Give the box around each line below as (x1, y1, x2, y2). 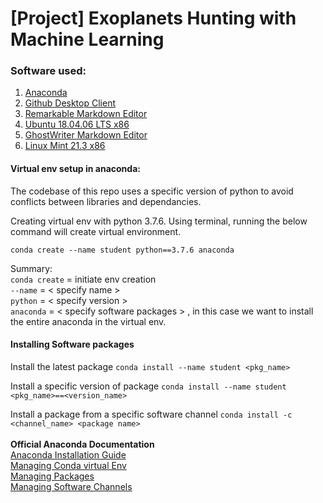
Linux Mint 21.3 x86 (24, 140, 106, 152)
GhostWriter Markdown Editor (24, 129, 148, 141)
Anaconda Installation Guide (10, 448, 127, 461)
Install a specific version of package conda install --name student (10, 380, 287, 392)
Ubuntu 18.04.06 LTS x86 (24, 118, 130, 131)
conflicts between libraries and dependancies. (10, 195, 202, 207)
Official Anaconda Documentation (10, 438, 155, 450)
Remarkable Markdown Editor (24, 108, 148, 120)
